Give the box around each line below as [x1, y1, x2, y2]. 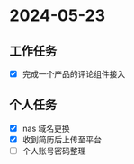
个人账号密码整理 [22, 145, 86, 156]
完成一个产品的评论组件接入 [22, 69, 126, 79]
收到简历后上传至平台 [22, 134, 102, 144]
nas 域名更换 [22, 123, 70, 134]
